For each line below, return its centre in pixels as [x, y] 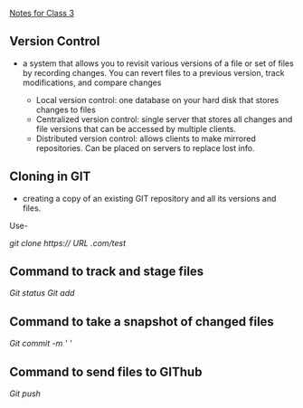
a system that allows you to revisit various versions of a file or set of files [158, 63]
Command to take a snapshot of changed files [142, 322]
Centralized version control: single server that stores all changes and [164, 119]
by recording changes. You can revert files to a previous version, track [153, 72]
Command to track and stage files [107, 272]
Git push [25, 394]
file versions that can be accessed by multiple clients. [136, 128]
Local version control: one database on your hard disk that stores [157, 100]
